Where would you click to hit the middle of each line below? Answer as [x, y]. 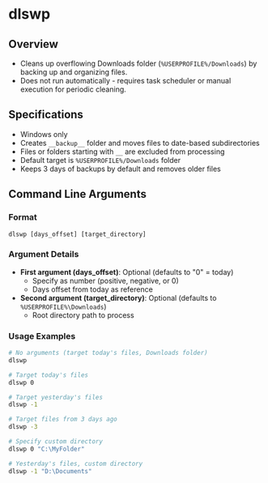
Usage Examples [42, 336]
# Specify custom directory [56, 442]
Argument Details [44, 254]
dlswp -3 [23, 427]
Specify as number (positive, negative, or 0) [106, 280]
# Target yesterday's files [56, 397]
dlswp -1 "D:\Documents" [50, 471]
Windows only [44, 134]
